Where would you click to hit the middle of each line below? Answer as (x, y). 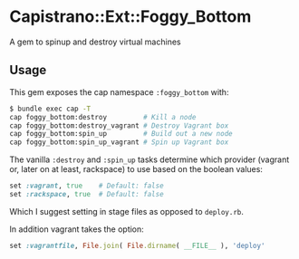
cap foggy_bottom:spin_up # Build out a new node (121, 134)
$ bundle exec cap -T (50, 109)
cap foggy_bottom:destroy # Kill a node (103, 117)
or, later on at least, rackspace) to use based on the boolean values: (136, 169)
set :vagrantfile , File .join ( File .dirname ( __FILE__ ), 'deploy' (137, 245)
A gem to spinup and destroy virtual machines (95, 42)
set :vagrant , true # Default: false (87, 186)
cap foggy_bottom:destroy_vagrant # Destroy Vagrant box (119, 125)
